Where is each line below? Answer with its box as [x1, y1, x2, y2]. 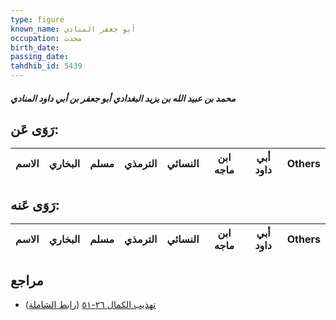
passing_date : [10, 52, 70, 62]
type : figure [10, 14, 65, 25]
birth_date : [10, 42, 60, 53]
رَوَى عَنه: [10, 196, 60, 213]
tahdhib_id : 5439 [10, 61, 83, 71]
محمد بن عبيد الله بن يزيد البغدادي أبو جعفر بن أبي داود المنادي [10, 92, 237, 104]
